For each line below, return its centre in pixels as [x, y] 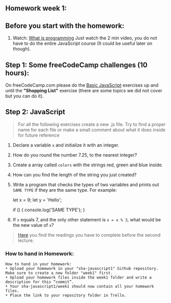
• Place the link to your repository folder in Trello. [66, 295]
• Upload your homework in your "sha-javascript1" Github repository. [82, 269]
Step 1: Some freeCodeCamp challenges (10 [77, 65]
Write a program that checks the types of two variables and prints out [86, 184]
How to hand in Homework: [40, 254]
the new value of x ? [33, 225]
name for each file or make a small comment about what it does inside [92, 130]
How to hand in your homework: [39, 264]
